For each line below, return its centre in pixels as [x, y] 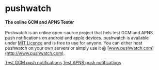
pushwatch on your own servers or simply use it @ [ [57, 48]
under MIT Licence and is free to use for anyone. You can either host [74, 43]
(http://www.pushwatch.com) [34, 53]
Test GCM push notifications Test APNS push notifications [63, 63]
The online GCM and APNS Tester [40, 22]
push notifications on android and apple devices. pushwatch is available [77, 38]
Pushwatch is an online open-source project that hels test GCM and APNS [79, 33]
